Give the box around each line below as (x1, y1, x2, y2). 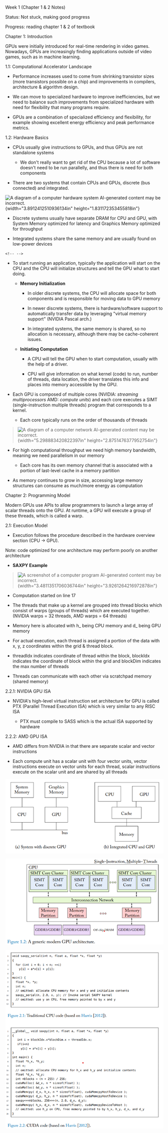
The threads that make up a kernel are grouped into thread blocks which (12, 602, 162, 608)
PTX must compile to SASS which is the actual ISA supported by (20, 718, 153, 724)
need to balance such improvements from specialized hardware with (12, 99, 154, 105)
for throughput (12, 226, 43, 232)
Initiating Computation (20, 346, 68, 352)
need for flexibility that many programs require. (12, 104, 110, 110)
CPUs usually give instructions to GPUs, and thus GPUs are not (12, 144, 143, 150)
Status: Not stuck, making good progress (5, 14, 90, 20)
